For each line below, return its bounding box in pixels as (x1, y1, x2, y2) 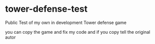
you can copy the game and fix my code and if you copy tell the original (5, 29, 151, 35)
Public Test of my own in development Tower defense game (5, 20, 127, 25)
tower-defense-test (5, 3, 88, 15)
